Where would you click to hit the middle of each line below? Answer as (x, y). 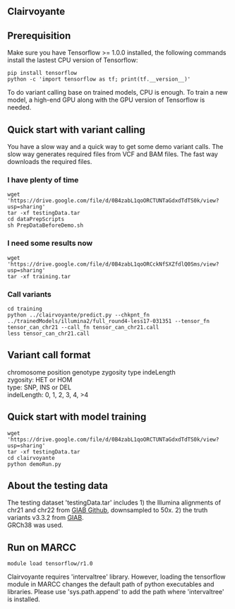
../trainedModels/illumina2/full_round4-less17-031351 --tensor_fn (109, 321)
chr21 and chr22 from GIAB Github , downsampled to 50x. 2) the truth (108, 510)
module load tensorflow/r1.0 (50, 564)
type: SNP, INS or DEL (40, 387)
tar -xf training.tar (39, 276)
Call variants (29, 294)
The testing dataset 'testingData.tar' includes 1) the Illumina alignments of (114, 503)
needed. (19, 107)
